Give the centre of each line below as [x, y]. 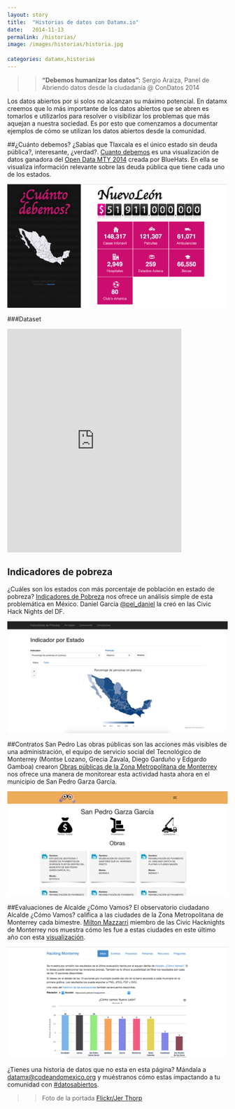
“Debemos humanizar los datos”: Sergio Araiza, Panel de [126, 80]
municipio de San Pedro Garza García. [62, 781]
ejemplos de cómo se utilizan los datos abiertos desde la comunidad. [107, 130]
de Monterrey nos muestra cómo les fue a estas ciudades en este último [112, 929]
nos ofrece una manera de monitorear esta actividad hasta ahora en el [108, 774]
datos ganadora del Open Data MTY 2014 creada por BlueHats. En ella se [113, 159]
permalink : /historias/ [42, 37]
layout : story [28, 15]
